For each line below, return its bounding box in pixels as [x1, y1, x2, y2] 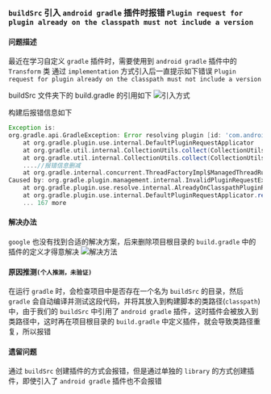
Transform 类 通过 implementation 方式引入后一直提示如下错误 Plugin [8, 66, 236, 76]
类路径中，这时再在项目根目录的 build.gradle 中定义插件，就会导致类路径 [8, 316, 254, 326]
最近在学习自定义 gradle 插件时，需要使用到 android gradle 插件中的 [8, 57, 237, 66]
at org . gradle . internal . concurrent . [23, 169, 147, 177]
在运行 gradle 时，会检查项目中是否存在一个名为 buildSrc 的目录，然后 [8, 287, 244, 296]
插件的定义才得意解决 [8, 246, 79, 256]
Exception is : [8, 124, 56, 132]
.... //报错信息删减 [23, 161, 81, 170]
